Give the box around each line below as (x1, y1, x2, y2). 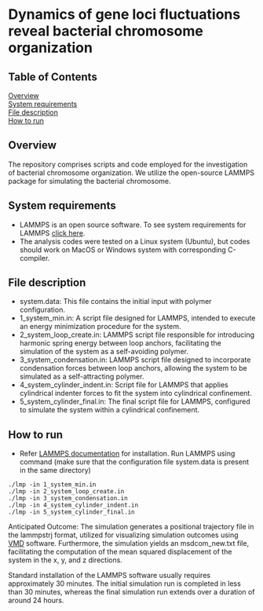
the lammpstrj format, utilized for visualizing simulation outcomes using (8, 530, 239, 540)
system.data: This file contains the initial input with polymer (19, 297, 212, 306)
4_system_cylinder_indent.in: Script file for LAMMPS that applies (19, 380, 229, 390)
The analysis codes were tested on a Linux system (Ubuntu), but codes (19, 236, 250, 246)
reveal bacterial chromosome (8, 22, 204, 40)
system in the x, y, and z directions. (8, 555, 123, 565)
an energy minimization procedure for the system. (19, 322, 182, 331)
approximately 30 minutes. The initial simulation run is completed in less (8, 579, 241, 588)
